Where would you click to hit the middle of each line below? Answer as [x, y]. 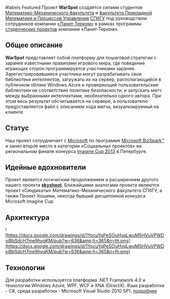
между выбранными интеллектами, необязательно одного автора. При [83, 95]
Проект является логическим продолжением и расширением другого [82, 180]
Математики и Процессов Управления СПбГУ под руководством [76, 18]
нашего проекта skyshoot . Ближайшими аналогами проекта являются [82, 185]
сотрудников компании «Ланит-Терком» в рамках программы [74, 24]
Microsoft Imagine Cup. [30, 201]
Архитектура [28, 217]
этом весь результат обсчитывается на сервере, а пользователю [77, 101]
